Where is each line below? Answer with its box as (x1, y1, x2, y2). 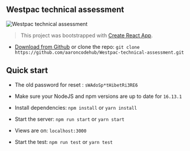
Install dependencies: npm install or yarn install (14, 104, 137, 111)
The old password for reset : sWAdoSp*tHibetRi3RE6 (14, 81, 138, 88)
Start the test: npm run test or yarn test (14, 138, 113, 145)
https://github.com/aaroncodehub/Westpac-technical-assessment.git (14, 50, 184, 55)
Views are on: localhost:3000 (14, 127, 87, 134)
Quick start (6, 65, 48, 75)
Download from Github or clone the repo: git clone (14, 43, 140, 50)
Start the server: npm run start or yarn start (14, 115, 125, 123)
